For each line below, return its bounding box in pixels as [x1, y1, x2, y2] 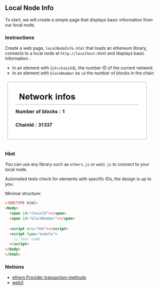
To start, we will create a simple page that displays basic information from [5, 17, 153, 22]
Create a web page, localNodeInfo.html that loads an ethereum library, [5, 45, 147, 51]
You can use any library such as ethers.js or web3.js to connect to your [5, 162, 150, 167]
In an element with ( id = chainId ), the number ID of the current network [12, 65, 153, 71]
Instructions [5, 34, 35, 41]
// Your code [14, 236, 40, 241]
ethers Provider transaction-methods [12, 274, 87, 280]
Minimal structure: [5, 191, 41, 197]
